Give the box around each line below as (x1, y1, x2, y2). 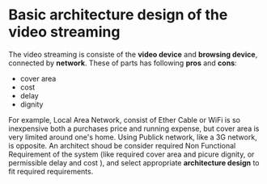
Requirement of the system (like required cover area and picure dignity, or (8, 149, 255, 159)
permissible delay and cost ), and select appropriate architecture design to (8, 157, 261, 167)
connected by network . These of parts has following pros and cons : (8, 58, 237, 68)
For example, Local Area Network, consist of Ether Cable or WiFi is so (8, 115, 241, 124)
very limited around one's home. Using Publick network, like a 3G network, (8, 132, 257, 142)
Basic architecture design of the (8, 6, 228, 24)
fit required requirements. (8, 166, 94, 176)
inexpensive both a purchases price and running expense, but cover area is (8, 123, 260, 133)
